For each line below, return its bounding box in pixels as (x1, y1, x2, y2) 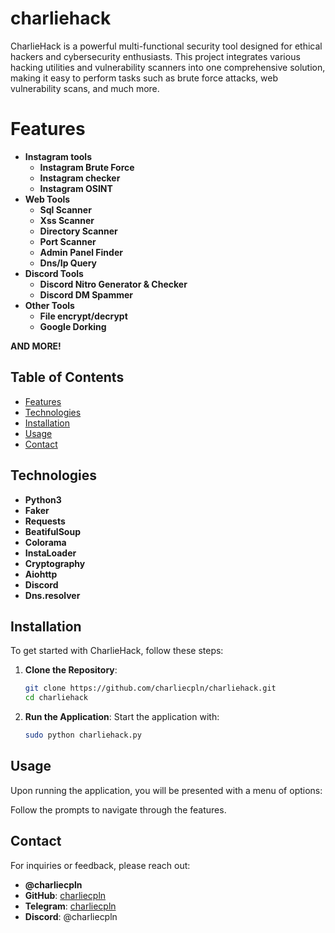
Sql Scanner (39, 203, 92, 216)
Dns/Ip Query (39, 257, 98, 269)
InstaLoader (24, 547, 77, 559)
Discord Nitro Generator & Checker (39, 278, 188, 290)
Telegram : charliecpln (24, 900, 117, 912)
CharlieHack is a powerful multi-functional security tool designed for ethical (10, 40, 323, 52)
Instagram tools (24, 150, 92, 162)
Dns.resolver (24, 589, 81, 601)
